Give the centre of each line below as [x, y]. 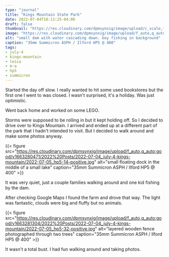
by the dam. [18, 187]
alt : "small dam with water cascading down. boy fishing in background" [83, 38]
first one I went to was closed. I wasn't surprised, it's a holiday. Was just [80, 95]
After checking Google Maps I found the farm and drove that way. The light [83, 198]
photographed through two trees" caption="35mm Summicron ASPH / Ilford [84, 234]
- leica [13, 61]
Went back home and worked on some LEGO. [52, 110]
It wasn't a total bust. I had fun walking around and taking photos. [73, 249]
